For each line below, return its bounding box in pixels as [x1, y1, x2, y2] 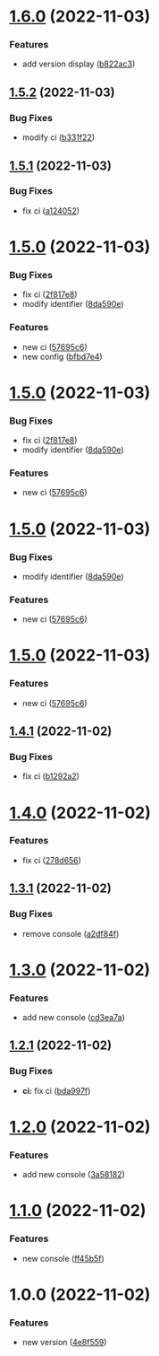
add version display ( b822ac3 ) [21, 58, 136, 69]
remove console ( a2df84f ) [21, 928, 120, 939]
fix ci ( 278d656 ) [21, 854, 82, 865]
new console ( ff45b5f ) [21, 1253, 105, 1264]
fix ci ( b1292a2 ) [21, 771, 80, 782]
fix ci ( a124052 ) [21, 205, 80, 216]
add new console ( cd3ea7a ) [21, 1012, 125, 1023]
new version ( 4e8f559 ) [21, 1337, 107, 1348]
